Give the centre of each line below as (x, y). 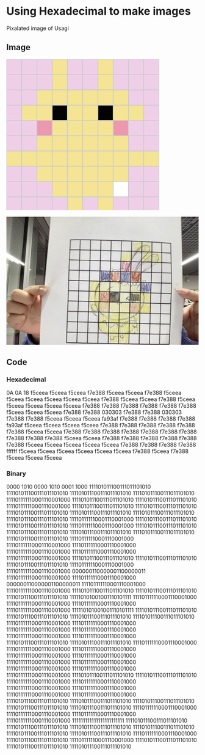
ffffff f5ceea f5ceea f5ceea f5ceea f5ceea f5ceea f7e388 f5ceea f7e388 (98, 451)
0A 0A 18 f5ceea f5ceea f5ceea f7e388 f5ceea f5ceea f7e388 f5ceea (94, 393)
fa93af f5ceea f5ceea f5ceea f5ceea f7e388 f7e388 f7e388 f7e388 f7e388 (101, 425)
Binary (16, 474)
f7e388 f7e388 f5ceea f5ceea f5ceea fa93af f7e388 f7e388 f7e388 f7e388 (101, 419)
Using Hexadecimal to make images (99, 11)
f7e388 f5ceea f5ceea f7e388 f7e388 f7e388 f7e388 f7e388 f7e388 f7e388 (102, 432)
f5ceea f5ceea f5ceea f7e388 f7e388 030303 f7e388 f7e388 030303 (94, 412)
